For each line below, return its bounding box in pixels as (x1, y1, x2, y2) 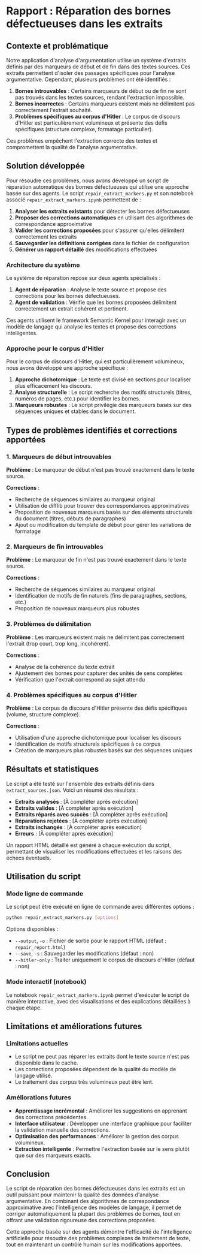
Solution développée (6, 161, 85, 171)
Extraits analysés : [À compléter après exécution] (14, 798, 139, 805)
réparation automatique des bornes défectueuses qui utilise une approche (6, 183, 189, 190)
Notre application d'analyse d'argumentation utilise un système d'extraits (6, 57, 187, 64)
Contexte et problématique (6, 41, 109, 51)
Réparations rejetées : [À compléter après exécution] (14, 817, 148, 824)
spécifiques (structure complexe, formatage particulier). (14, 126, 154, 132)
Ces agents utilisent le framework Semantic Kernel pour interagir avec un (6, 316, 187, 324)
